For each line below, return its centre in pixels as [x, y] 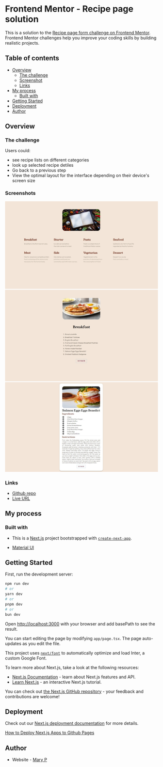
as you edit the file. [41, 643]
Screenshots [20, 193]
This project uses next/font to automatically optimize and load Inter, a [75, 653]
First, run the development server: [39, 574]
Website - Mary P [30, 760]
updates [13, 643]
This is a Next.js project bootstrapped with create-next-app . [72, 538]
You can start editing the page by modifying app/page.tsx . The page [73, 638]
